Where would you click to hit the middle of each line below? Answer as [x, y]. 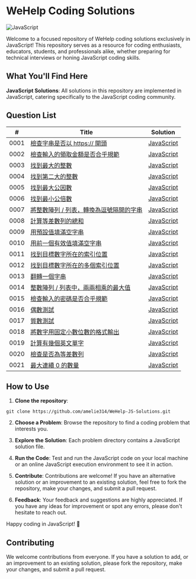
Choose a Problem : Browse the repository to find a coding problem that [102, 423]
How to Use [28, 386]
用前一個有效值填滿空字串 [66, 243]
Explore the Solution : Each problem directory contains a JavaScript [97, 440]
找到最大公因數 [51, 188]
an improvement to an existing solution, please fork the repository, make [94, 563]
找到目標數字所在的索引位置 [69, 254]
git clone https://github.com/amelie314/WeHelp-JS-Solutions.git [88, 412]
